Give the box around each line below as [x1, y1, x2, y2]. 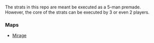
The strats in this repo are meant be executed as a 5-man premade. [5, 4, 141, 10]
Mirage [12, 33, 27, 39]
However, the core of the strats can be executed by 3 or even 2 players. [5, 9, 150, 15]
